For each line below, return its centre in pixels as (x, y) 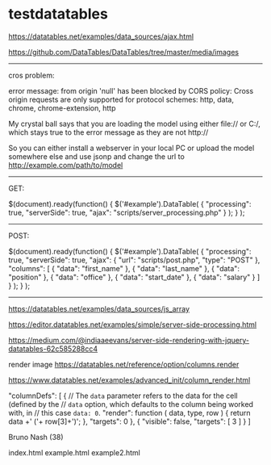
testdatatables (58, 14)
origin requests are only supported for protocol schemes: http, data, (121, 99)
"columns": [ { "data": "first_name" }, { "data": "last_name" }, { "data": (124, 268)
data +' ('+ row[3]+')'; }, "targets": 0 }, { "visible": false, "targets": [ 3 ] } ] (130, 421)
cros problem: (31, 75)
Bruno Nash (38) (36, 437)
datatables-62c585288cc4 (53, 349)
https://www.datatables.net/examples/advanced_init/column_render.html (129, 379)
